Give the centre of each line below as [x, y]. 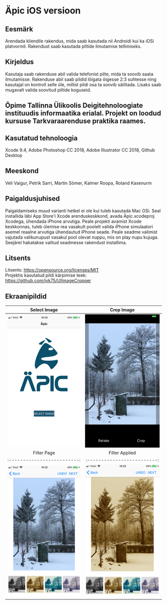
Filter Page [44, 453]
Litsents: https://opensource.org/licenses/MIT [52, 270]
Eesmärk [19, 29]
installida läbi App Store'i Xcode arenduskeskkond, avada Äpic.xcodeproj [80, 216]
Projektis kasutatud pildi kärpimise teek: [46, 275]
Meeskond [22, 171]
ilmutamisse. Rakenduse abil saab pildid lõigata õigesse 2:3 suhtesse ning [81, 79]
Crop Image [123, 309]
